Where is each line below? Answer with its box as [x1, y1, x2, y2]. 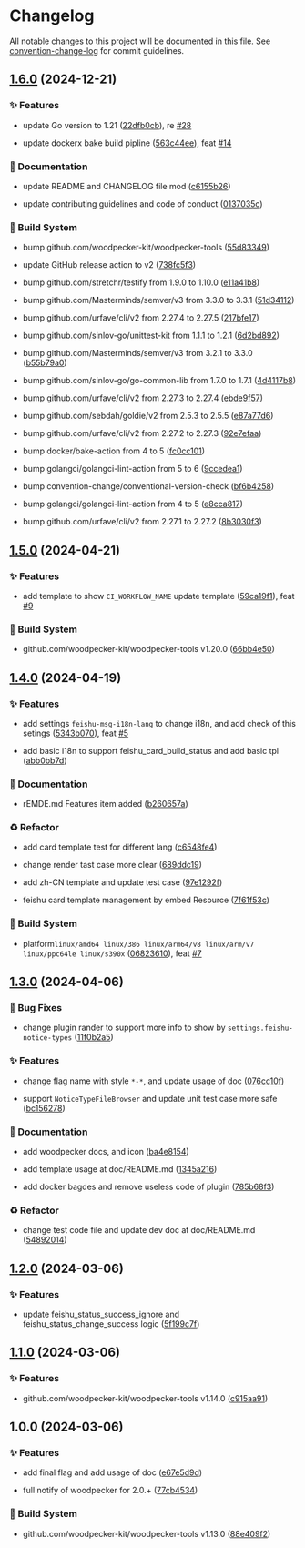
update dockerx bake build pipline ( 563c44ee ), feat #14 [22, 137, 232, 148]
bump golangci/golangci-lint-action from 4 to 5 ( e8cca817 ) [22, 498, 244, 510]
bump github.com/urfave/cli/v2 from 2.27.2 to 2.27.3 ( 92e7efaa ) [22, 428, 262, 439]
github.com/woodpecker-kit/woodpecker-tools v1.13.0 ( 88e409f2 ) [22, 1528, 271, 1539]
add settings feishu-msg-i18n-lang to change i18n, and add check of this [22, 718, 296, 728]
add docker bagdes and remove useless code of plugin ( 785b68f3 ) [22, 1181, 275, 1193]
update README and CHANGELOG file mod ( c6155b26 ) [22, 180, 231, 191]
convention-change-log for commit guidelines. [9, 45, 185, 56]
